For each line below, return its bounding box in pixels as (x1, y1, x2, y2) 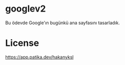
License (5, 37, 39, 49)
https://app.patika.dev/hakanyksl (5, 54, 74, 60)
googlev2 (5, 3, 46, 15)
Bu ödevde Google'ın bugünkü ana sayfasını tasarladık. (5, 20, 120, 26)
